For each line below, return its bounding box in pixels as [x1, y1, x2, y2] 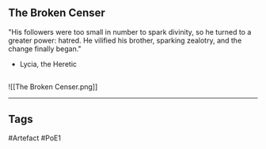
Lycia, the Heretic [19, 59, 78, 69]
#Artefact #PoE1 [8, 133, 62, 143]
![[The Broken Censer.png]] [8, 82, 98, 91]
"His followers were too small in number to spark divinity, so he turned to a [8, 27, 252, 36]
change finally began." [8, 43, 82, 54]
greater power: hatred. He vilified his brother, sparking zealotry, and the [8, 35, 242, 45]
